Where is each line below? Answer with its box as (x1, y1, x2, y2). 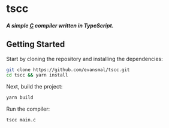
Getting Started (6, 39, 65, 50)
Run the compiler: (6, 105, 50, 112)
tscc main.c (6, 117, 36, 123)
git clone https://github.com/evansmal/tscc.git (6, 66, 130, 73)
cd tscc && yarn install (6, 72, 68, 78)
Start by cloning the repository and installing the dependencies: (6, 55, 163, 62)
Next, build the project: (6, 83, 63, 90)
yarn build (6, 95, 34, 100)
